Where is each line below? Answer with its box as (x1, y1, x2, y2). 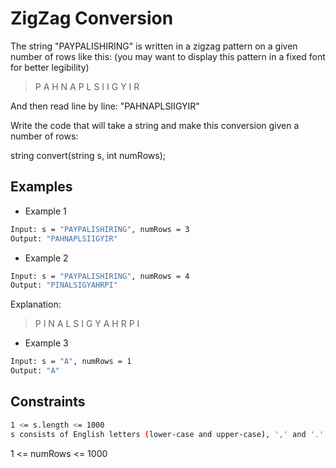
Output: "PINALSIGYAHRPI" (10, 280, 118, 291)
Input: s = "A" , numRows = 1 (10, 357, 132, 367)
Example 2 (24, 252, 69, 264)
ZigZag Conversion (10, 7, 174, 30)
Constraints (10, 393, 86, 411)
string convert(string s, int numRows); (10, 149, 166, 161)
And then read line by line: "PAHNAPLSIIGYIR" (10, 100, 200, 112)
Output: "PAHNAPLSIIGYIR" (10, 233, 118, 244)
